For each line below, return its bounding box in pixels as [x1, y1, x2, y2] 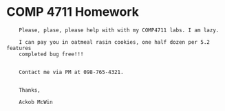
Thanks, [19, 86, 41, 93]
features [6, 45, 32, 51]
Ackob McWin [19, 99, 53, 106]
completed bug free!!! [19, 51, 84, 58]
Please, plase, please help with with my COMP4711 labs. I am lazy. [19, 27, 219, 34]
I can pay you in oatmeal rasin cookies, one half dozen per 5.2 [19, 38, 211, 45]
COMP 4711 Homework [6, 4, 139, 20]
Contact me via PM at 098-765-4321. [19, 69, 125, 75]
